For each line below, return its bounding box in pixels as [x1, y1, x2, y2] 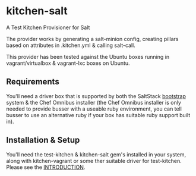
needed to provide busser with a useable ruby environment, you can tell [6, 105, 182, 112]
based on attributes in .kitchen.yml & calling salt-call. [6, 42, 135, 49]
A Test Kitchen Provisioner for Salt [6, 24, 90, 31]
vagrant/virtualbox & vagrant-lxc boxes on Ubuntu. [6, 59, 130, 67]
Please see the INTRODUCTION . [6, 164, 86, 171]
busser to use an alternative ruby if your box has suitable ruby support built [6, 111, 191, 118]
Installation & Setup [6, 135, 80, 145]
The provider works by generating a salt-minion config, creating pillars [6, 35, 179, 42]
